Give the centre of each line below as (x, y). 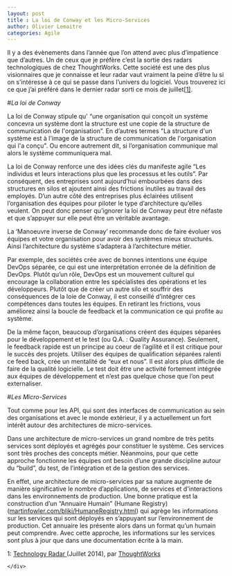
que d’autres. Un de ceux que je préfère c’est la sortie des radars (100, 60)
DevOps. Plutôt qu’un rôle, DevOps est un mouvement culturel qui (101, 274)
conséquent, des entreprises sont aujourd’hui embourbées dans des (105, 182)
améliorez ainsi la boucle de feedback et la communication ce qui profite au (115, 311)
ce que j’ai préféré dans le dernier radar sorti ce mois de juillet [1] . (100, 89)
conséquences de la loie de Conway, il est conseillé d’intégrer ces (101, 297)
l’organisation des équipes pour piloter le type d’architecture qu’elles (105, 203)
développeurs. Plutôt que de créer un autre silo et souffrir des (95, 289)
